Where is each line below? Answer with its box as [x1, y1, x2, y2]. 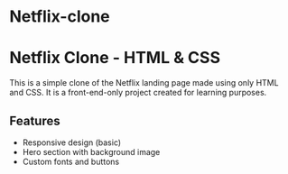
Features [9, 113, 60, 128]
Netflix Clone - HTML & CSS [9, 48, 221, 69]
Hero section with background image [22, 146, 161, 157]
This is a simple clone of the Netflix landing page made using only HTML [9, 78, 279, 88]
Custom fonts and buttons [22, 156, 120, 167]
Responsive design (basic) [22, 137, 122, 148]
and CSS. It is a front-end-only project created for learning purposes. [9, 87, 267, 98]
